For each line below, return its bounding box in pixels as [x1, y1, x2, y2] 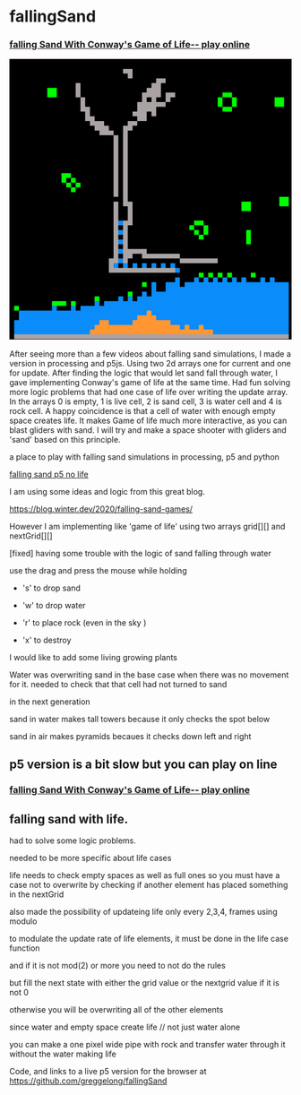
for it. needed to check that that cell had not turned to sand [9, 679, 228, 690]
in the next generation [9, 696, 91, 707]
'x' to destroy [21, 634, 72, 646]
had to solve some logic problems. [9, 835, 137, 846]
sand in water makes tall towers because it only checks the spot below [9, 714, 271, 725]
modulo [9, 916, 38, 927]
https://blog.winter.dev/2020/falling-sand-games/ [9, 504, 193, 514]
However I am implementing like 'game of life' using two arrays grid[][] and [9, 522, 286, 532]
